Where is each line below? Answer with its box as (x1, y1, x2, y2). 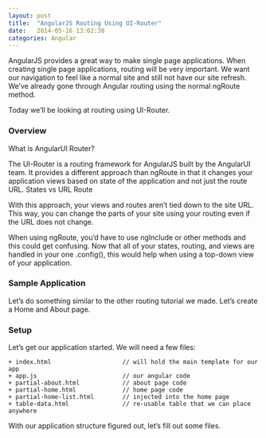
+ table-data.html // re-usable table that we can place (8, 400, 251, 408)
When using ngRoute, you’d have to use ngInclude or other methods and (8, 233, 246, 242)
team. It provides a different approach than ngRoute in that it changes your (8, 167, 253, 177)
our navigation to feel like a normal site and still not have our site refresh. (8, 73, 247, 82)
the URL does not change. (8, 217, 94, 226)
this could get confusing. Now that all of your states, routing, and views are (8, 241, 255, 250)
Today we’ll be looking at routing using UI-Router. (8, 106, 170, 115)
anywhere (8, 407, 37, 416)
